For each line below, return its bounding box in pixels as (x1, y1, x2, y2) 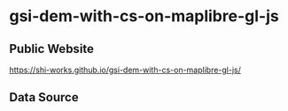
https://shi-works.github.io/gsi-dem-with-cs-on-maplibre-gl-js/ (9, 64, 242, 75)
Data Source (9, 90, 79, 105)
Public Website (9, 41, 95, 56)
